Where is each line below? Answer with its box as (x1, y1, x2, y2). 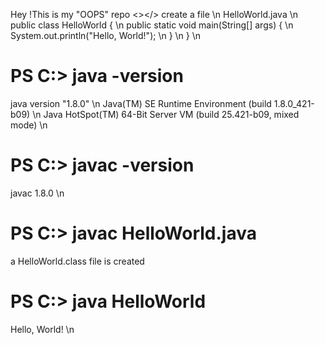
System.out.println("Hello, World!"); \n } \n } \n (10, 30, 202, 41)
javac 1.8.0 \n (10, 187, 65, 199)
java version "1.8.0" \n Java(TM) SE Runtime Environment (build (10, 97, 272, 109)
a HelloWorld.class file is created (10, 255, 145, 267)
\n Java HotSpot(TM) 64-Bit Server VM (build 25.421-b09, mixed (32, 108, 300, 120)
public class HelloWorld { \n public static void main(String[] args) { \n (10, 19, 294, 31)
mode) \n (10, 119, 48, 131)
